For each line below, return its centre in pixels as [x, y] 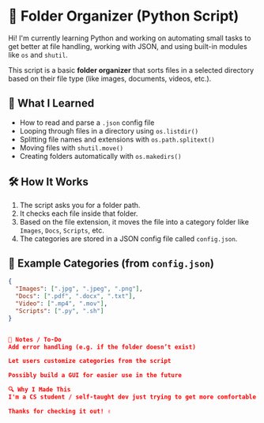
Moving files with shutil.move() [72, 147]
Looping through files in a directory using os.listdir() [109, 130]
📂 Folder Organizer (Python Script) [124, 16]
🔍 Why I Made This [40, 390]
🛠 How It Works [49, 182]
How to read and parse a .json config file [87, 123]
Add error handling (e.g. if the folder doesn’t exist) [102, 347]
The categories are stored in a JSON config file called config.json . [128, 238]
